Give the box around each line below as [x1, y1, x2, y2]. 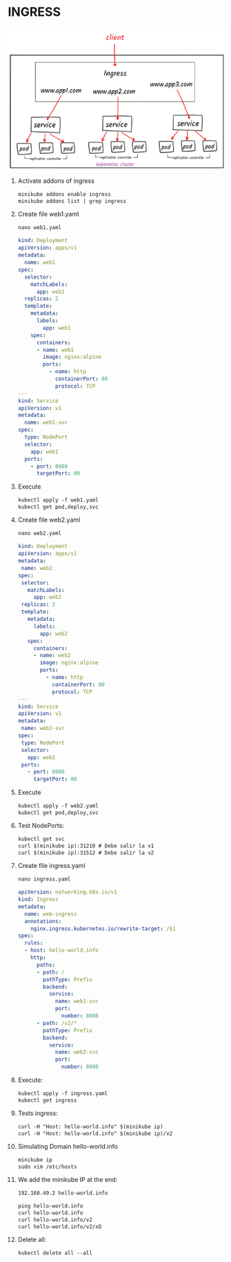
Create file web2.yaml [17, 515, 81, 524]
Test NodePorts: [17, 822, 65, 830]
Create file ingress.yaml [17, 862, 86, 870]
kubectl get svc [17, 836, 65, 842]
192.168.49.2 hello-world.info [17, 1190, 108, 1196]
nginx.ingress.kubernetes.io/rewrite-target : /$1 [30, 925, 176, 932]
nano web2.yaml [17, 530, 62, 537]
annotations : [24, 918, 62, 925]
